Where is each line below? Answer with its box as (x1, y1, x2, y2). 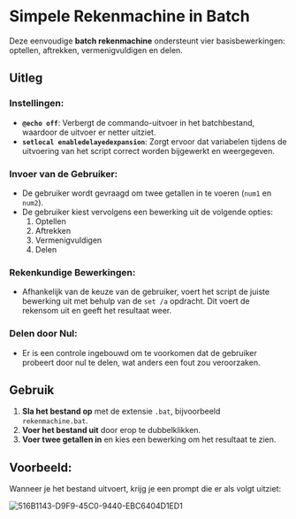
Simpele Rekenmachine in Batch (9, 6, 250, 27)
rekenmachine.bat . (21, 415, 88, 426)
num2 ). (21, 197, 44, 207)
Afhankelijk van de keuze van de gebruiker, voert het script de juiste (21, 286, 270, 298)
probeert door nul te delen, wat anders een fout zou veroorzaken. (21, 357, 261, 368)
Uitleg (9, 71, 43, 86)
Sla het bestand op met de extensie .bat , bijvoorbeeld (21, 406, 221, 417)
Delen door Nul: (9, 328, 78, 340)
